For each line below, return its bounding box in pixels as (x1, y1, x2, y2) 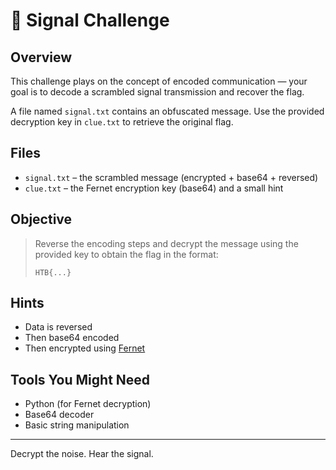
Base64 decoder (24, 409, 95, 421)
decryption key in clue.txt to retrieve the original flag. (10, 116, 234, 128)
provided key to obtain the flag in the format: (34, 248, 219, 260)
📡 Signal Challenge (10, 9, 170, 32)
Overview (10, 49, 73, 66)
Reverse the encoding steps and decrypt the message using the (34, 237, 299, 249)
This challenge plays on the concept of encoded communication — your (10, 75, 308, 87)
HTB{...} (34, 267, 72, 278)
